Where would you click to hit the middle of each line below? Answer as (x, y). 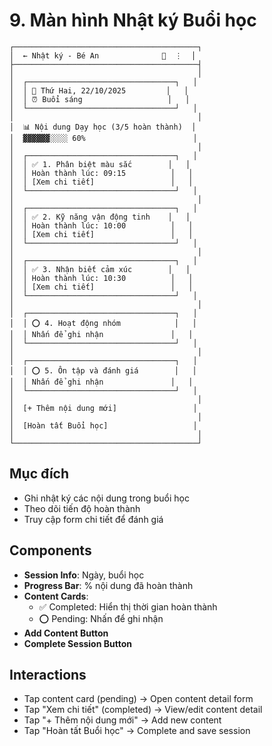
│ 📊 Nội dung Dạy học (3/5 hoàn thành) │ (103, 127)
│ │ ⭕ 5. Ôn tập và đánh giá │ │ (103, 370)
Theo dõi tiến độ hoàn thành (82, 508)
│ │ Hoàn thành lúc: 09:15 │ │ (101, 173)
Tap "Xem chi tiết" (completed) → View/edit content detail (143, 710)
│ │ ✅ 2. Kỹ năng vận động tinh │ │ (100, 217)
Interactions (48, 674)
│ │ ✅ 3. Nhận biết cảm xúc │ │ (100, 269)
